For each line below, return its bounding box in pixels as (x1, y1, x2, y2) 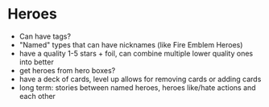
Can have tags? (19, 31, 72, 41)
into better (19, 57, 54, 67)
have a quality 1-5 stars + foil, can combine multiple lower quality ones (19, 48, 254, 58)
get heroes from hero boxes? (19, 65, 116, 75)
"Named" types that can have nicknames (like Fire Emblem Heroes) (19, 39, 243, 49)
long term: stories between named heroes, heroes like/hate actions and (19, 82, 256, 93)
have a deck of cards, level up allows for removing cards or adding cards (19, 74, 262, 84)
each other (19, 91, 56, 101)
